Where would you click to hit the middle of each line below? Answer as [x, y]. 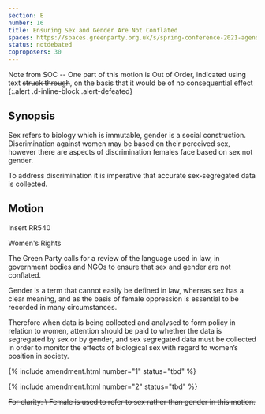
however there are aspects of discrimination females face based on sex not [131, 151]
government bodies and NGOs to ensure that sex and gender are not [119, 267]
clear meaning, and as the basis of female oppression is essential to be [123, 298]
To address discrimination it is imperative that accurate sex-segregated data [132, 175]
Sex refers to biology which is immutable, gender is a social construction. [127, 135]
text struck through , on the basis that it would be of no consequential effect [131, 83]
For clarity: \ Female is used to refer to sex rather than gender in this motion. [132, 401]
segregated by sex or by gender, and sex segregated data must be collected [132, 339]
